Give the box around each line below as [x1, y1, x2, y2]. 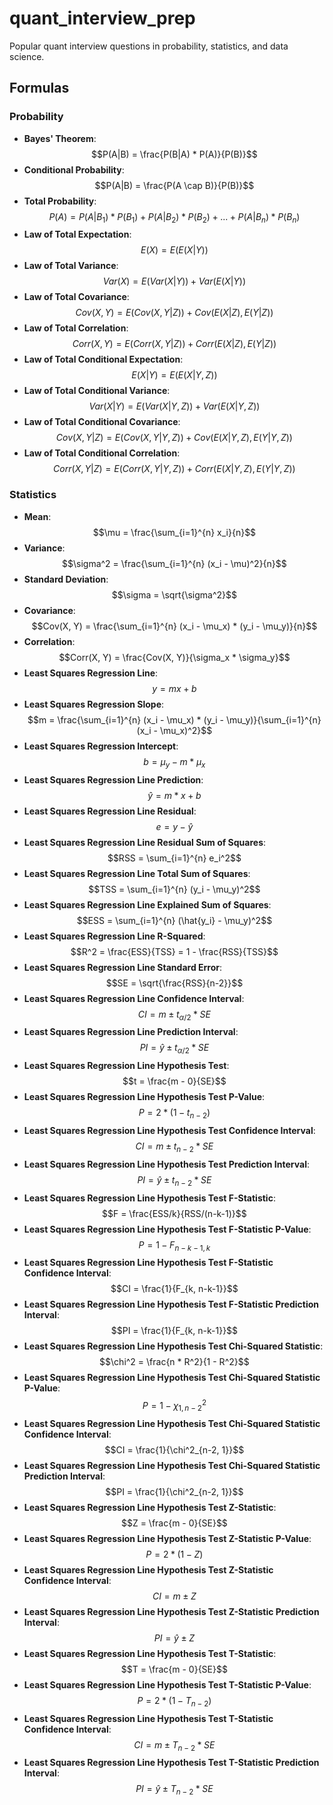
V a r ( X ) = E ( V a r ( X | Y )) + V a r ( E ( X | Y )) [102, 275, 247, 287]
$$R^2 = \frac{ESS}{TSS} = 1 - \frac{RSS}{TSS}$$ [70, 945, 279, 957]
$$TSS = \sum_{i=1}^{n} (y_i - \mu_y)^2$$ [88, 883, 261, 895]
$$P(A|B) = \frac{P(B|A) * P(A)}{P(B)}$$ [91, 148, 258, 160]
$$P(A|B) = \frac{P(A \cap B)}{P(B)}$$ [94, 179, 255, 191]
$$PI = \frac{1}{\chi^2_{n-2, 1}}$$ [105, 1485, 244, 1497]
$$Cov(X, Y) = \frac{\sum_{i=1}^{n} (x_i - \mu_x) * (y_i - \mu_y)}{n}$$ [31, 620, 318, 632]
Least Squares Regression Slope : [23, 698, 165, 710]
